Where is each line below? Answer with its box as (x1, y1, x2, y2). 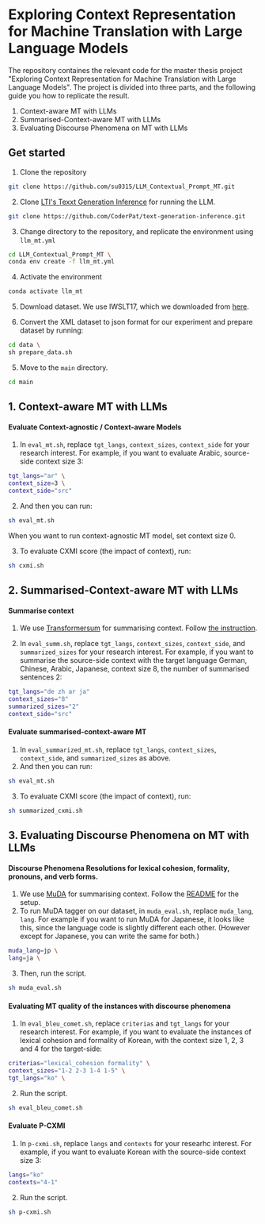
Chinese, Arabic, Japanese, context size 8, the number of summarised (19, 664, 250, 674)
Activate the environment (19, 272, 103, 282)
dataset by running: (19, 325, 84, 335)
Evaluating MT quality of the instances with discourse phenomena (8, 1001, 231, 1010)
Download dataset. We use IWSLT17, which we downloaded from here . (19, 302, 249, 311)
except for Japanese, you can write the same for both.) (19, 931, 200, 941)
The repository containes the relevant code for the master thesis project (8, 65, 243, 75)
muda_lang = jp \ (8, 947, 59, 955)
